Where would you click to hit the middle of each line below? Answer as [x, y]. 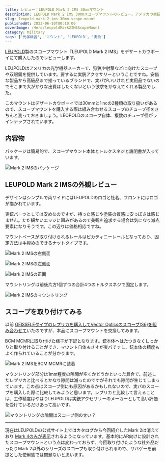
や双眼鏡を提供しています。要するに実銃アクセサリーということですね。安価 [82, 74]
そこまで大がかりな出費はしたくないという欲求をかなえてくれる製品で [80, 86]
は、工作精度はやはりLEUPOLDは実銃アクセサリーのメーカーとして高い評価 [82, 399]
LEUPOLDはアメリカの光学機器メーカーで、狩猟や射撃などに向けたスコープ [81, 68]
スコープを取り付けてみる [44, 312]
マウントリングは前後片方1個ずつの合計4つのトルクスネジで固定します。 [78, 284]
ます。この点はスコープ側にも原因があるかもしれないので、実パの [80, 386]
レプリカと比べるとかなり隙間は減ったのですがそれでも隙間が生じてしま [82, 380]
